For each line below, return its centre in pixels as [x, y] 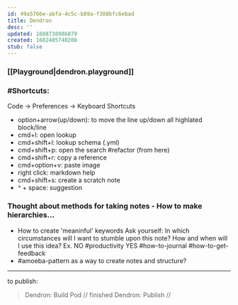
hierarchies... [31, 215]
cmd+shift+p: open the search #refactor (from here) [93, 150]
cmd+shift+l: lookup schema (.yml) [68, 143]
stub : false [25, 47]
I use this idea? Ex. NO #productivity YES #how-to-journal [102, 245]
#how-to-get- [209, 245]
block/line [32, 128]
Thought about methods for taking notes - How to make [105, 206]
